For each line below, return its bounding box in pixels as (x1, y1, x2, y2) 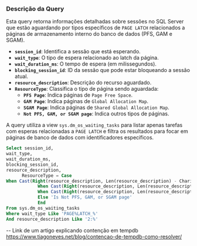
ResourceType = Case (21, 172, 72, 179)
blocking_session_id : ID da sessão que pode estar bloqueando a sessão (14, 67, 191, 74)
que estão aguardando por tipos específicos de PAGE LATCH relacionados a (6, 24, 185, 31)
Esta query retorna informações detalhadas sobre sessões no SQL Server (6, 18, 184, 25)
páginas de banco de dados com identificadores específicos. (6, 134, 154, 141)
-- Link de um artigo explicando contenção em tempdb (6, 227, 139, 234)
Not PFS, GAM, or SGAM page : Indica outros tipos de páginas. (23, 110, 169, 117)
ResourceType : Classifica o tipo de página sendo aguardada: (14, 86, 159, 93)
